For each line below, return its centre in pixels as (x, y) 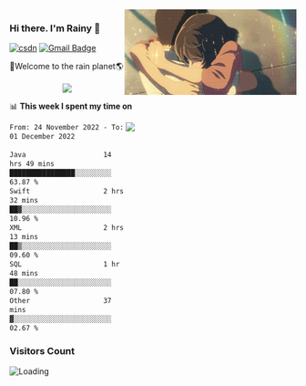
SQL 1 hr (65, 265)
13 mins (24, 237)
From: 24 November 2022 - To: (67, 128)
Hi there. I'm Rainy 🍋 (55, 28)
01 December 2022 (42, 137)
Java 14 (61, 155)
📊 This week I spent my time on (71, 106)
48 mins (24, 274)
